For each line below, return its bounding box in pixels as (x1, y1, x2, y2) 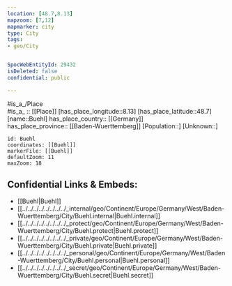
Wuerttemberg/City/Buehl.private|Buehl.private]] (17, 241, 157, 250)
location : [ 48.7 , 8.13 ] (7, 10, 73, 17)
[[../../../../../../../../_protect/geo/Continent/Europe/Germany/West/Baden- (17, 219, 224, 227)
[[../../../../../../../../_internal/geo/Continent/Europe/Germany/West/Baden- (17, 204, 225, 213)
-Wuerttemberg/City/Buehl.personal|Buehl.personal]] (17, 256, 170, 265)
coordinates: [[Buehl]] (7, 141, 77, 149)
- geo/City (7, 43, 39, 50)
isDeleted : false (7, 68, 58, 75)
